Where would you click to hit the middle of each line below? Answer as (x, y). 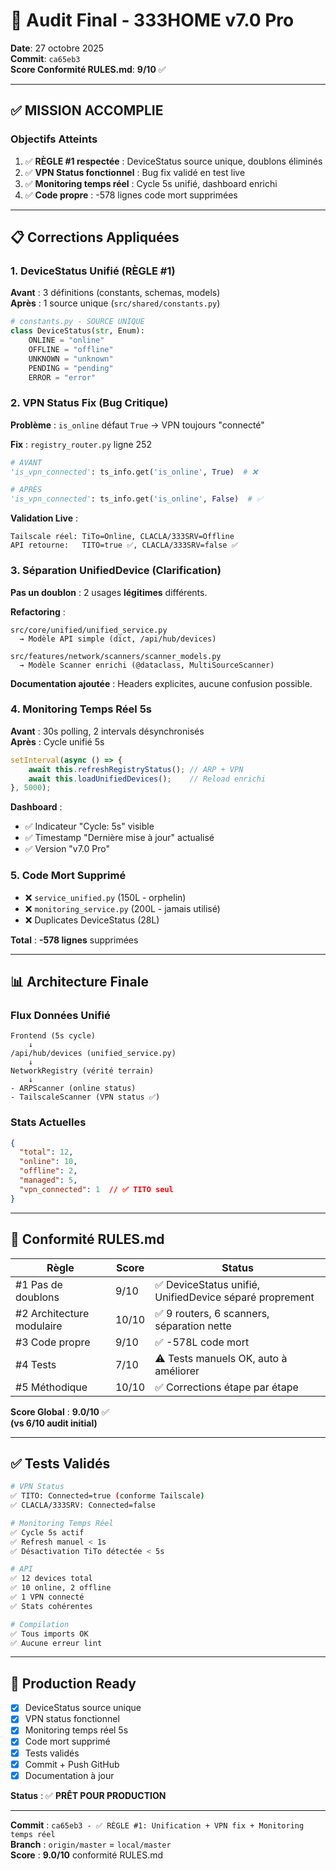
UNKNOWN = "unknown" (71, 359)
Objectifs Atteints (54, 139)
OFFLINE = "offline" (71, 349)
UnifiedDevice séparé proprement (234, 1297)
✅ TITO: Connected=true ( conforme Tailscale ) (107, 1496)
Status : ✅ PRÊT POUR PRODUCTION (88, 1795)
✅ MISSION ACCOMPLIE (87, 110)
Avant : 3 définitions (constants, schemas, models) (115, 293)
